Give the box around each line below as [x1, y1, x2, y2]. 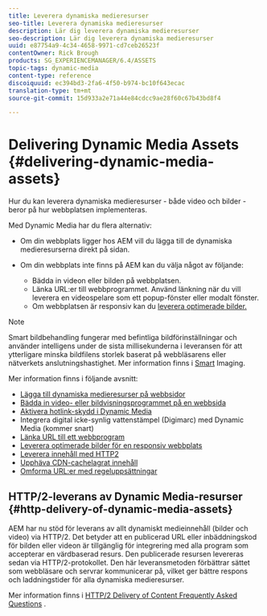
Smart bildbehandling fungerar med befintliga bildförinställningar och [8, 333, 237, 343]
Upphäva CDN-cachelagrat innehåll [19, 458, 138, 467]
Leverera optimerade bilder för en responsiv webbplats [19, 441, 203, 450]
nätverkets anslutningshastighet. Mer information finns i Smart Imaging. [8, 359, 245, 368]
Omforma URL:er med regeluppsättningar [19, 466, 158, 476]
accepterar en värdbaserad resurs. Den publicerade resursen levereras [8, 549, 244, 559]
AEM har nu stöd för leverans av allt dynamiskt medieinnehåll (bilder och [8, 524, 249, 533]
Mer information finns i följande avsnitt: [8, 374, 138, 384]
